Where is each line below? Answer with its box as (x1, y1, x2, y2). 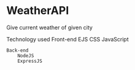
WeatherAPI (6, 4, 69, 18)
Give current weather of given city (6, 24, 93, 31)
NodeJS (17, 52, 34, 58)
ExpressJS (17, 58, 43, 64)
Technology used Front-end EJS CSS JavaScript (6, 35, 129, 43)
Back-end (6, 47, 29, 54)
